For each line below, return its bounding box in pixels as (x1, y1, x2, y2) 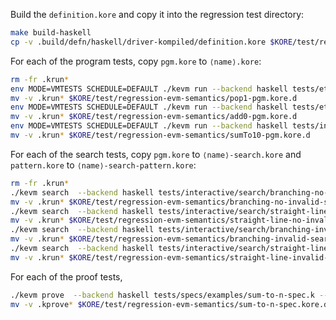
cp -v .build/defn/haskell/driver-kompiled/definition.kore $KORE (10, 37, 293, 47)
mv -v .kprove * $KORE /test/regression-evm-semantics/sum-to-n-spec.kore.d (10, 299, 329, 309)
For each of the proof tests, (10, 270, 123, 283)
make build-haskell (10, 28, 92, 38)
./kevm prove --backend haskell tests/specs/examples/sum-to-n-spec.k (10, 290, 315, 300)
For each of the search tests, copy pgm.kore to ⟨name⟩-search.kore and (10, 148, 302, 160)
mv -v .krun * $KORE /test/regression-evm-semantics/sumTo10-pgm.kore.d (10, 130, 311, 140)
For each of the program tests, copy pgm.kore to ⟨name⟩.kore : (10, 55, 262, 67)
